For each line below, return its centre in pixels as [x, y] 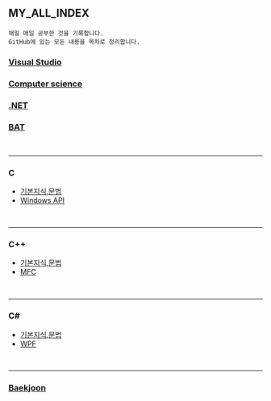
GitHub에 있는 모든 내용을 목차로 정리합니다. [74, 42]
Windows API [42, 200]
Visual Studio [35, 62]
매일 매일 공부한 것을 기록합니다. [56, 33]
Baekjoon [27, 387]
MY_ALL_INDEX [49, 13]
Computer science [46, 84]
